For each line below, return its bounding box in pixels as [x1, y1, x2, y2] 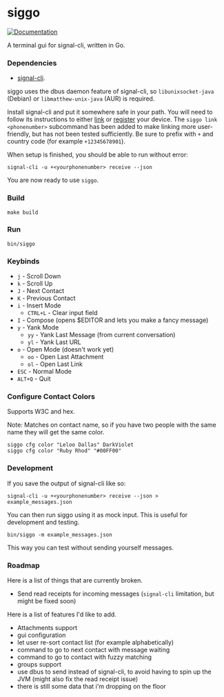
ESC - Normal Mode [17, 367, 72, 376]
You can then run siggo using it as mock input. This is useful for [7, 510, 188, 518]
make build [7, 209, 39, 216]
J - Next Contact [17, 287, 65, 295]
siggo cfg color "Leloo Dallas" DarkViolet [7, 441, 134, 449]
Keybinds [7, 256, 40, 266]
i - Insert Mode [17, 301, 61, 310]
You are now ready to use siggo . [7, 176, 99, 184]
